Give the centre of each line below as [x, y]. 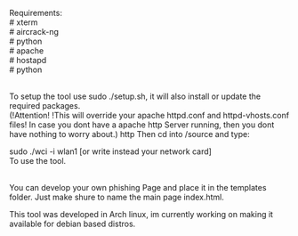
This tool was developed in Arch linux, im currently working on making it [141, 214]
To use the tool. [38, 161]
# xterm [24, 22]
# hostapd [28, 60]
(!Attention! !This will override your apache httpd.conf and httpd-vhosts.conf [149, 115]
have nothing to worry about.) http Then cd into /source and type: [130, 134]
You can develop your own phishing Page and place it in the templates [138, 187]
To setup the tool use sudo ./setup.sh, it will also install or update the [135, 96]
